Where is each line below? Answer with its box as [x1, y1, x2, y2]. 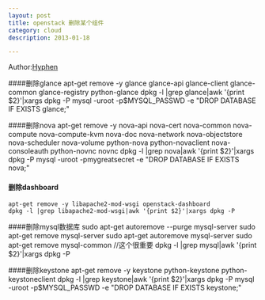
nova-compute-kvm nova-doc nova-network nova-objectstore [39, 130, 243, 139]
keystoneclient [8, 275, 56, 284]
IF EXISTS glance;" [8, 104, 70, 114]
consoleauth [8, 146, 49, 156]
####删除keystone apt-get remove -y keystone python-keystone [8, 266, 220, 275]
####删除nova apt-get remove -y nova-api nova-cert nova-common [8, 120, 232, 131]
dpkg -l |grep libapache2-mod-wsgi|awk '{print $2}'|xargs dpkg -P [8, 207, 236, 215]
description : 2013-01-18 [8, 33, 90, 42]
